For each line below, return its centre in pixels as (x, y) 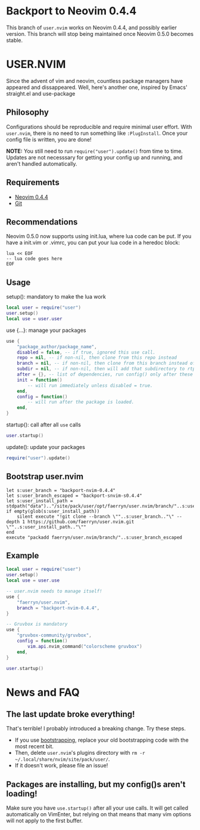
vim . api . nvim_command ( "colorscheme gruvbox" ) (85, 646)
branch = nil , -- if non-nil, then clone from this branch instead (102, 363)
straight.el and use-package (41, 93)
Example (23, 556)
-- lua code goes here (34, 259)
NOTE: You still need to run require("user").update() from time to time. (95, 151)
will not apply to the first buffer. (45, 821)
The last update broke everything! (71, 714)
